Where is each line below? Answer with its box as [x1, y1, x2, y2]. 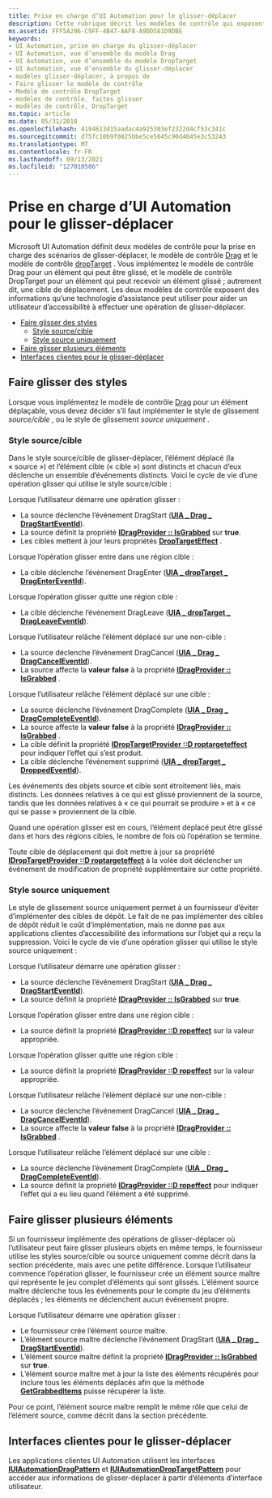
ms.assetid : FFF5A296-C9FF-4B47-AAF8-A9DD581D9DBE [8, 27, 183, 35]
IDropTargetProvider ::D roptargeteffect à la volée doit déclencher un [8, 856, 243, 865]
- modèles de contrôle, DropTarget [8, 102, 129, 110]
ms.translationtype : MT [8, 139, 89, 148]
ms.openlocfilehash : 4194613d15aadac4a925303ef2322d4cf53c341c [8, 125, 227, 133]
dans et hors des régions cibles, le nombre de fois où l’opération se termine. [8, 831, 262, 841]
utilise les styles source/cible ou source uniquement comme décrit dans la [8, 1251, 257, 1261]
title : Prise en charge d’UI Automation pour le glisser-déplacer [8, 11, 237, 20]
